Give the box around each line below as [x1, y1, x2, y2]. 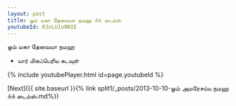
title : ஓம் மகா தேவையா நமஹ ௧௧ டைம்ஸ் [7, 17, 122, 24]
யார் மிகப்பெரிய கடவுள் [17, 57, 80, 65]
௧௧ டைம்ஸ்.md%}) [7, 92, 59, 100]
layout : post [7, 10, 46, 18]
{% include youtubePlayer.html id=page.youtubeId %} [7, 71, 164, 79]
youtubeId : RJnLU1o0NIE [7, 23, 77, 30]
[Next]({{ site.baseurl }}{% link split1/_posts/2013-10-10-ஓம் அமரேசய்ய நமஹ [7, 84, 229, 93]
